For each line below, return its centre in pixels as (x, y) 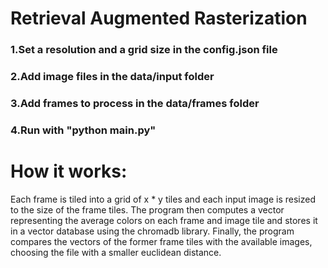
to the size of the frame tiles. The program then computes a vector (147, 209)
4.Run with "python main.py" (83, 130)
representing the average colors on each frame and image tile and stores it (164, 220)
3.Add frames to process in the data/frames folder (135, 103)
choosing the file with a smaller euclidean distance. (116, 252)
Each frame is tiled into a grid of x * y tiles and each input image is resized (163, 199)
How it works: (69, 171)
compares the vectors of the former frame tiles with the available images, (161, 241)
